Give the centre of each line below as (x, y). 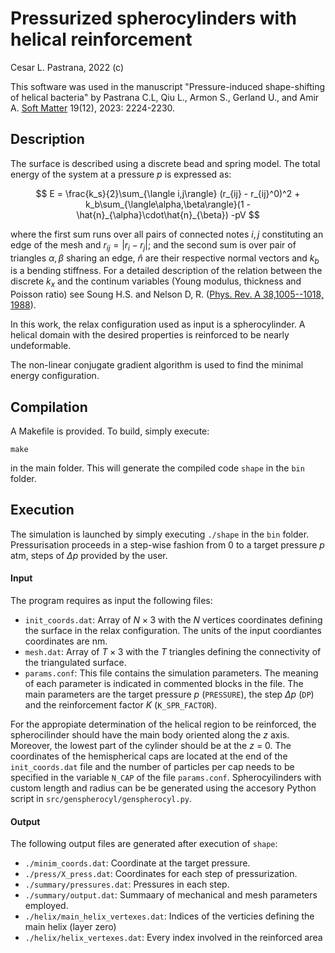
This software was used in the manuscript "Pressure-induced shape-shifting (168, 86)
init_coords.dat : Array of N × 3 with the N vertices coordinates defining (173, 619)
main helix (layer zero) (70, 927)
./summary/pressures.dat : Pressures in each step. (127, 884)
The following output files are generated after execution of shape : (144, 844)
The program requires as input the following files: (111, 600)
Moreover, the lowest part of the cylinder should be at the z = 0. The (151, 745)
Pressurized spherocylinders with (153, 18)
